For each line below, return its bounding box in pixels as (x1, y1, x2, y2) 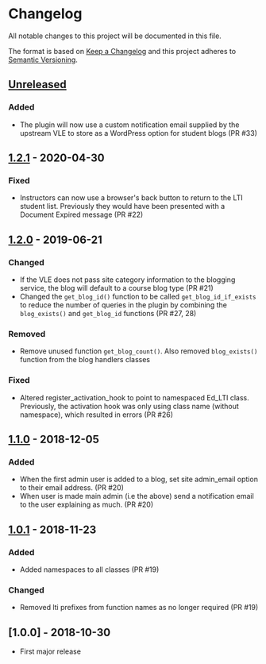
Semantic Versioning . (8, 55, 78, 64)
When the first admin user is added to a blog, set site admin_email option (19, 474, 258, 484)
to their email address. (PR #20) (19, 483, 125, 492)
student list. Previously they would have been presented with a (19, 202, 226, 211)
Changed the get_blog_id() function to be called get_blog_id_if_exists (19, 291, 256, 301)
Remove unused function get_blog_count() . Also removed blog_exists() (19, 346, 258, 356)
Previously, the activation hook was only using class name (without (19, 401, 240, 411)
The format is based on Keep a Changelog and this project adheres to (8, 46, 237, 56)
